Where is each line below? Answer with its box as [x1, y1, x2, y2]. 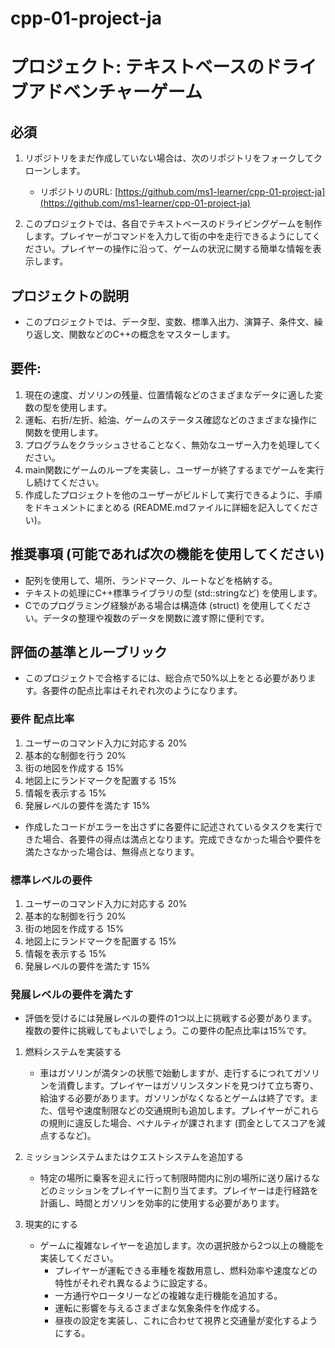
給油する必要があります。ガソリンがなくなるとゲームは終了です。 [39, 1092, 310, 1104]
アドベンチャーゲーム [28, 81, 203, 104]
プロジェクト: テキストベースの [10, 56, 265, 79]
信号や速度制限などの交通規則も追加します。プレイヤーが [57, 1105, 293, 1117]
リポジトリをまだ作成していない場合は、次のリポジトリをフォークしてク [24, 152, 323, 164]
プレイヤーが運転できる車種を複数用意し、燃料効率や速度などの [54, 1265, 318, 1277]
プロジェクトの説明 [10, 287, 129, 304]
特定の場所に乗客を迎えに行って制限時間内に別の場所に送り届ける [39, 1172, 312, 1184]
